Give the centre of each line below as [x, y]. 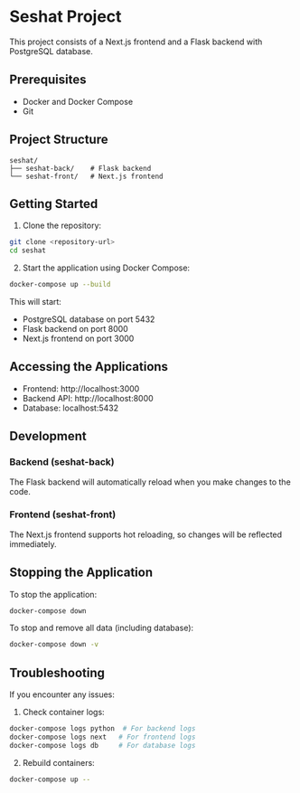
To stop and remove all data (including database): [102, 628]
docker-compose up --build [60, 285]
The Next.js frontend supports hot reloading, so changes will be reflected [146, 534]
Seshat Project [66, 17]
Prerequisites [48, 80]
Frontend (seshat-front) [63, 515]
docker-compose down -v [54, 645]
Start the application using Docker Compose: [106, 268]
